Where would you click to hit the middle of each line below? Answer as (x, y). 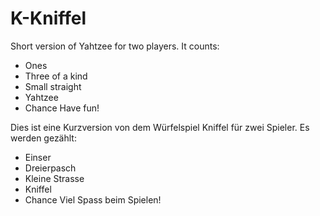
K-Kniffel (48, 18)
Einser (38, 157)
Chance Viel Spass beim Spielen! (93, 199)
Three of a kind (56, 76)
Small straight (53, 86)
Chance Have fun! (62, 108)
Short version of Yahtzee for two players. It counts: (115, 46)
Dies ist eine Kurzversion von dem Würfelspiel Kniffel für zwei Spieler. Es (160, 127)
